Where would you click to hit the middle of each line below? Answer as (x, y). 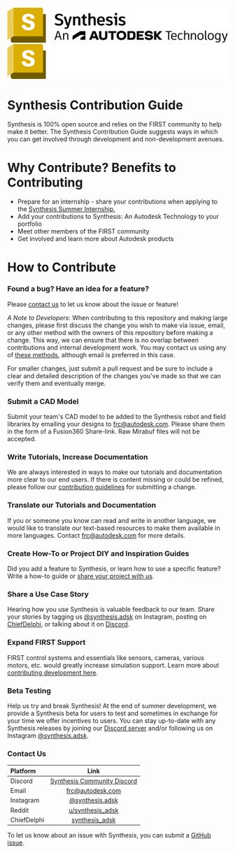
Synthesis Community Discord (94, 781)
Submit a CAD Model (43, 401)
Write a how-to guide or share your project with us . (81, 576)
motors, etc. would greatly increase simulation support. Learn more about (113, 665)
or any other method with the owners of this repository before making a (110, 332)
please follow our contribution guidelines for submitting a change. (102, 487)
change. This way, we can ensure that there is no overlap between (103, 340)
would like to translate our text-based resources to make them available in (114, 528)
